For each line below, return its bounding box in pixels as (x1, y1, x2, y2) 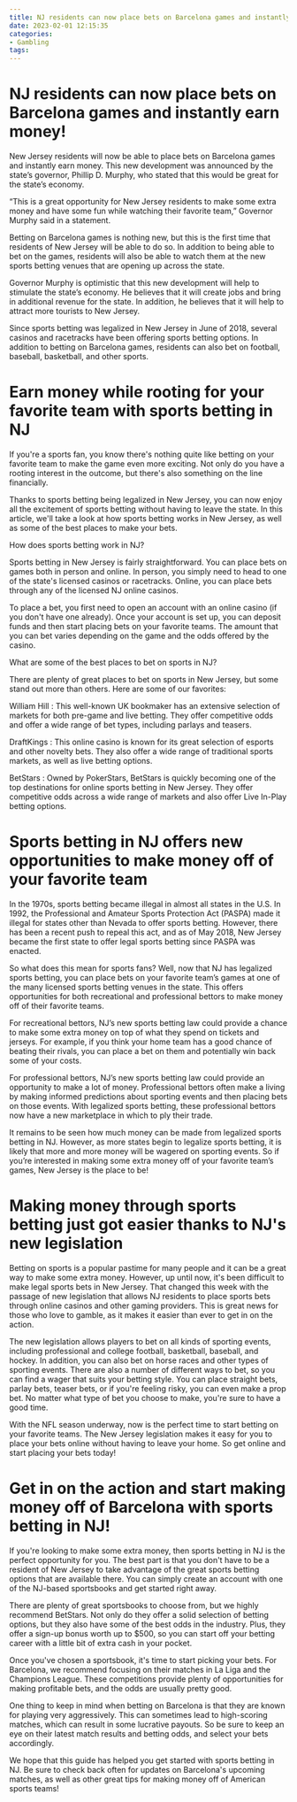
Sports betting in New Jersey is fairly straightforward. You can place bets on (9, 557, 287, 567)
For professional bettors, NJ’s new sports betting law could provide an (9, 1072, 265, 1082)
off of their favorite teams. (9, 1000, 104, 1011)
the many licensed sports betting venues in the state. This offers (9, 982, 244, 992)
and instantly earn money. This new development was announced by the (9, 160, 274, 171)
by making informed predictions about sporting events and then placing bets (9, 1090, 288, 1102)
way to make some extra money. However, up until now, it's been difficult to (9, 1272, 285, 1282)
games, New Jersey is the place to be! (9, 1165, 148, 1175)
